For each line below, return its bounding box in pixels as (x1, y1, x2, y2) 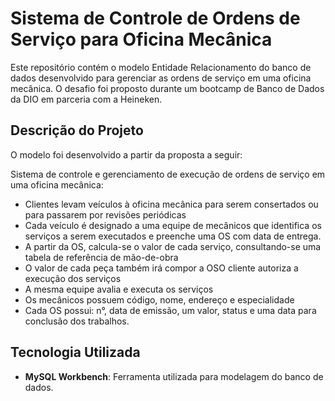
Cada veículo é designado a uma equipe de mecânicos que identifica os (24, 219, 322, 231)
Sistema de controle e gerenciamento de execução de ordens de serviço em (10, 168, 326, 180)
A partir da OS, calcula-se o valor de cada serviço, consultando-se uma (24, 240, 322, 252)
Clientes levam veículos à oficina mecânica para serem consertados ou (24, 198, 319, 210)
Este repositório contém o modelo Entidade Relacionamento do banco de (10, 61, 312, 73)
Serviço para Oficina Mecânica (10, 28, 273, 51)
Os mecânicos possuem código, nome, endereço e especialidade (24, 293, 295, 306)
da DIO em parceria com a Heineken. (10, 93, 163, 105)
